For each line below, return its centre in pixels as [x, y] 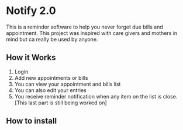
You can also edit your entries [50, 90]
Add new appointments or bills [51, 78]
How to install [32, 121]
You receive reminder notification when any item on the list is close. [96, 96]
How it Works [31, 57]
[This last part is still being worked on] [61, 103]
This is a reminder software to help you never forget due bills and [84, 27]
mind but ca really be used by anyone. [52, 39]
